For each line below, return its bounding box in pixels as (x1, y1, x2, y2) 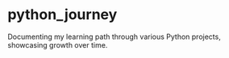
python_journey (7, 6, 118, 24)
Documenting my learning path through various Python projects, (7, 32, 221, 41)
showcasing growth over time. (7, 40, 108, 49)
